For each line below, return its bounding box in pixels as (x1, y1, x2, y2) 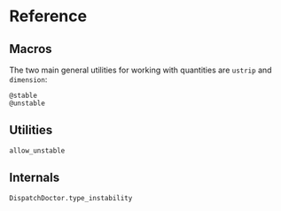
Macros (9, 41, 52, 57)
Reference (9, 6, 87, 26)
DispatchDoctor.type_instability (9, 193, 133, 202)
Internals (9, 170, 60, 185)
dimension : (9, 74, 48, 85)
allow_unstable (9, 146, 66, 155)
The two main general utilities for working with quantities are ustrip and (9, 64, 272, 75)
